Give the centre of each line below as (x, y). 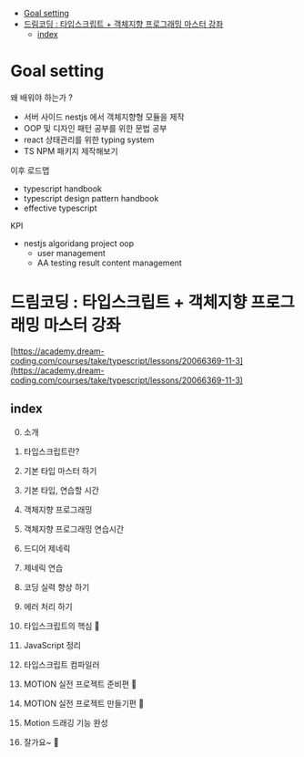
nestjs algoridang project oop (79, 243)
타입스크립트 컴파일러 (61, 664)
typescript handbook (63, 188)
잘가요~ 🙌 (41, 741)
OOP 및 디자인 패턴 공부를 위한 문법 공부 (95, 128)
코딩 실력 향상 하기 (56, 586)
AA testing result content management (110, 263)
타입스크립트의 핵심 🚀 (61, 626)
